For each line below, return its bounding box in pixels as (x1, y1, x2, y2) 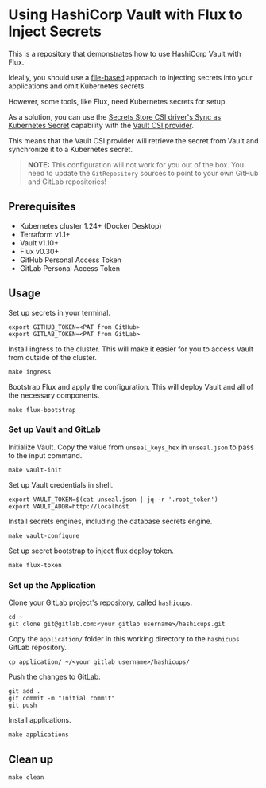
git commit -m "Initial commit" (8, 695, 115, 703)
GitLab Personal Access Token (19, 263, 121, 272)
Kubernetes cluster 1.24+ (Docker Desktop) (19, 221, 162, 230)
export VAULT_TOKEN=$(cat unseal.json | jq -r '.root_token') (8, 496, 218, 504)
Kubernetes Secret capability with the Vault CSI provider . (8, 120, 195, 130)
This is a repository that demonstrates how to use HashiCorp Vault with (8, 49, 241, 58)
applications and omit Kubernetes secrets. (8, 81, 147, 91)
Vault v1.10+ (19, 237, 60, 248)
